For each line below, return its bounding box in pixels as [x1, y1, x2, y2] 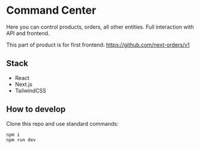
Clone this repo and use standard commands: [6, 120, 119, 127]
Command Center [6, 4, 96, 17]
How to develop [6, 104, 66, 114]
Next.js [14, 80, 33, 88]
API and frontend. [6, 29, 50, 36]
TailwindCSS [14, 87, 47, 94]
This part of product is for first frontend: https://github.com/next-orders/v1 [6, 41, 190, 48]
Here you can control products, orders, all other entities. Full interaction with [6, 23, 195, 30]
